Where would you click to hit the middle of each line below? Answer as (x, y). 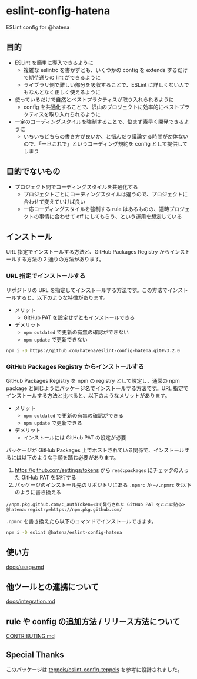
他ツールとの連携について (52, 587)
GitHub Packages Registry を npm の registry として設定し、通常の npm (93, 380)
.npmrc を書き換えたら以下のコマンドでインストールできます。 (81, 521)
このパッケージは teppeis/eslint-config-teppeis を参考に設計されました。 (94, 669)
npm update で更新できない (56, 339)
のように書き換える (38, 492)
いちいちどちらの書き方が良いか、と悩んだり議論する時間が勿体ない (106, 136)
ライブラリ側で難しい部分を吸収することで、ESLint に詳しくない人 (104, 84)
